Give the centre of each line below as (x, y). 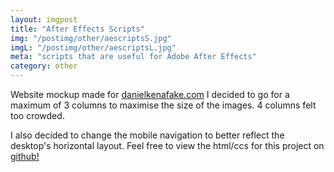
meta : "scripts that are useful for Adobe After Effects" (133, 57)
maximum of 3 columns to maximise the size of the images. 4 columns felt (163, 105)
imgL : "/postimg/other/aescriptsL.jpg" (93, 47)
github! (25, 156)
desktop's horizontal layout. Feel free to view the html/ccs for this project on (167, 145)
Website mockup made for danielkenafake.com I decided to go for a (150, 94)
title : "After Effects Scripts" (77, 29)
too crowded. (37, 115)
